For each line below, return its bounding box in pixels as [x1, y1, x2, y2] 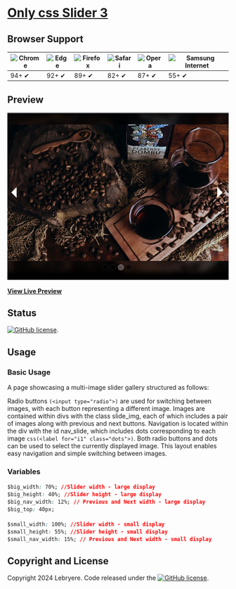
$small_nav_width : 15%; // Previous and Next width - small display [7, 536, 212, 543]
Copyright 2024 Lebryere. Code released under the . [7, 574, 209, 582]
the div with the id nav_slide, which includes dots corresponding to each [7, 427, 216, 436]
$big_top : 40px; [7, 506, 55, 513]
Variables [7, 467, 41, 476]
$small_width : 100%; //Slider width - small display [7, 521, 165, 528]
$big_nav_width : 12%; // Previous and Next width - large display [7, 498, 206, 506]
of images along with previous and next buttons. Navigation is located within [7, 419, 228, 428]
